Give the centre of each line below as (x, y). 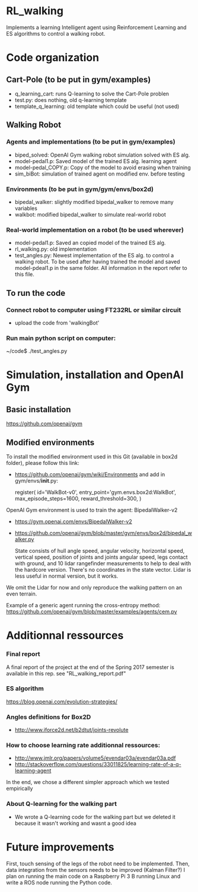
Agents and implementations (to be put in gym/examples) (91, 142)
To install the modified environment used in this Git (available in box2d (92, 457)
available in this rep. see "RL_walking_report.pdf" (66, 673)
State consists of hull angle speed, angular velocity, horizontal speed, (100, 551)
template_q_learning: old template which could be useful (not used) (97, 106)
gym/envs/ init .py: (36, 481)
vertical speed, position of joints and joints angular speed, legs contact (101, 557)
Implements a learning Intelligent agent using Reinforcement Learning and (96, 27)
